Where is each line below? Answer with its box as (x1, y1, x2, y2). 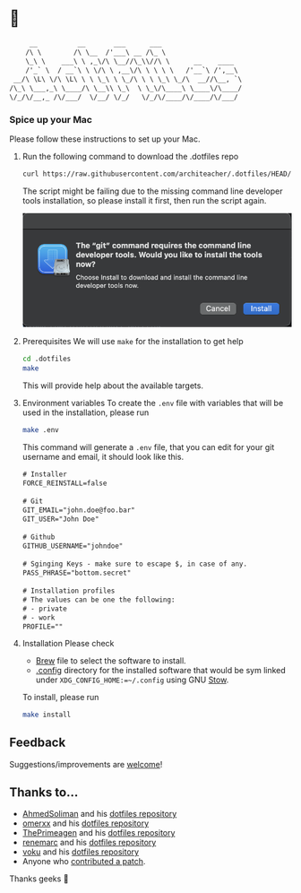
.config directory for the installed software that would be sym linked (35, 664, 287, 675)
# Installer (21, 470, 67, 479)
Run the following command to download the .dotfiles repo (21, 152, 239, 162)
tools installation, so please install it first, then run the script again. (21, 195, 267, 206)
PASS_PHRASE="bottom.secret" (21, 568, 132, 577)
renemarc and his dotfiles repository (21, 837, 157, 848)
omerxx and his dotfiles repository (21, 818, 150, 828)
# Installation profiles (21, 586, 116, 595)
